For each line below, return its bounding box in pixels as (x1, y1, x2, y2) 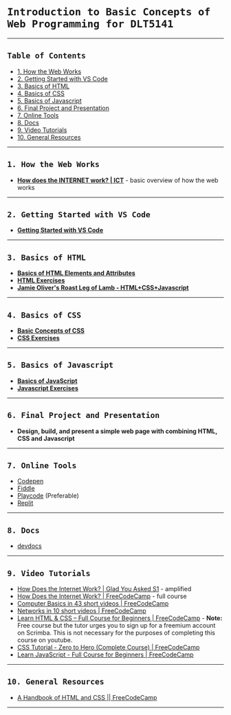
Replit (16, 499, 34, 507)
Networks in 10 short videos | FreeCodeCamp (16, 607, 146, 615)
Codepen (16, 477, 44, 485)
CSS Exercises (16, 334, 60, 342)
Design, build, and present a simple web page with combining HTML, (16, 427, 218, 435)
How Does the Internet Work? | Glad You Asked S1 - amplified (16, 585, 192, 593)
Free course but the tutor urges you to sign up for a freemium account (16, 621, 216, 630)
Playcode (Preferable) (16, 492, 79, 500)
